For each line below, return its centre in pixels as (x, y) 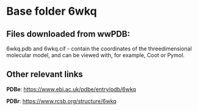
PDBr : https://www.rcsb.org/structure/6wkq (61, 101)
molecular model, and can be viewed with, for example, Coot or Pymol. (96, 55)
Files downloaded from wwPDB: (68, 34)
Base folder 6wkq (52, 11)
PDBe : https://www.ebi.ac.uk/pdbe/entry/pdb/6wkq (71, 89)
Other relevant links (45, 75)
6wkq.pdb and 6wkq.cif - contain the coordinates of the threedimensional (99, 48)
